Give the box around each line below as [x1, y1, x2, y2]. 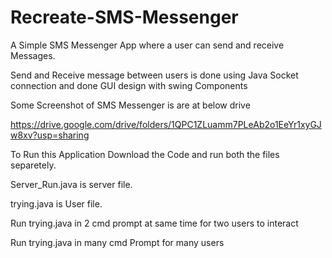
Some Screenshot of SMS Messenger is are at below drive [10, 99, 251, 111]
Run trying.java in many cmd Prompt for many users [10, 236, 225, 248]
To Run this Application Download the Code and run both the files [10, 148, 280, 160]
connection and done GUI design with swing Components [10, 79, 248, 91]
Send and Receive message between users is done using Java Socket [10, 69, 299, 81]
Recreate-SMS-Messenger [10, 6, 239, 29]
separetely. [10, 159, 57, 171]
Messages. [10, 49, 56, 61]
